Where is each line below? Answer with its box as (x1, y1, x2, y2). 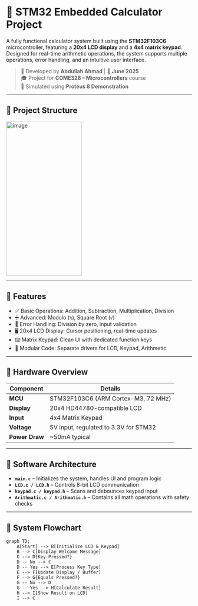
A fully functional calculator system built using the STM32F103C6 (6, 37, 167, 44)
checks (14, 500, 33, 507)
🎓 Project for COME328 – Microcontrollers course (20, 74, 146, 82)
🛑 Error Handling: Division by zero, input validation (14, 320, 137, 327)
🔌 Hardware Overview (6, 367, 88, 377)
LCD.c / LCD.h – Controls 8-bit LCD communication (14, 481, 140, 488)
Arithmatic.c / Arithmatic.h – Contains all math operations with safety (14, 494, 190, 501)
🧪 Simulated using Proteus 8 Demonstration (20, 83, 129, 90)
